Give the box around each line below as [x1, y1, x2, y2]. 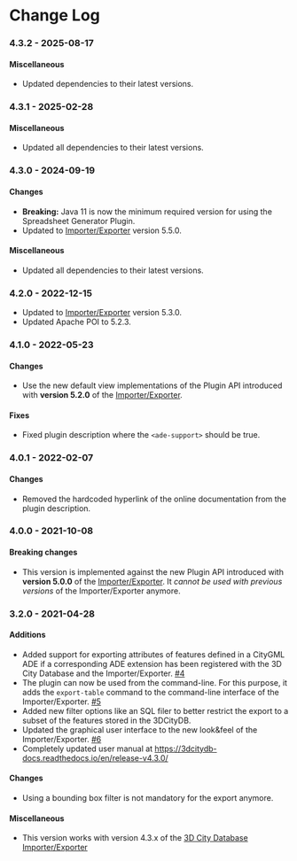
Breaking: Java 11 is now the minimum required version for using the [21, 206, 273, 217]
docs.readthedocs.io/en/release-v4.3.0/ [21, 752, 168, 763]
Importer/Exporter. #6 [21, 733, 102, 744]
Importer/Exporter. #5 [21, 696, 102, 707]
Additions [9, 630, 46, 640]
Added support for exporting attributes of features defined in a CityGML [21, 648, 285, 660]
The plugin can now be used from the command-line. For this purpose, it [21, 677, 288, 687]
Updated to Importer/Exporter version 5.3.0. [21, 307, 182, 318]
